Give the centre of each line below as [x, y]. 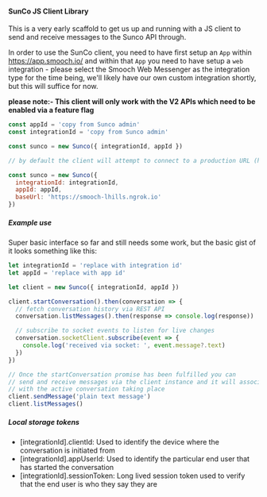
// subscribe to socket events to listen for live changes [115, 331]
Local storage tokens [44, 422]
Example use [30, 222]
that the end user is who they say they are [88, 484]
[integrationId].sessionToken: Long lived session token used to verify [132, 476]
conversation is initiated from [67, 451]
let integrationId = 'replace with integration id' [95, 266]
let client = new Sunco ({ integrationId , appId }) [94, 287]
